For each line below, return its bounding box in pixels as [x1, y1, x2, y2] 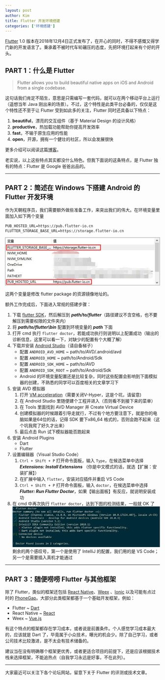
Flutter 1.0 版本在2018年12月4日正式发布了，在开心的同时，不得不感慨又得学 [5, 38, 160, 44]
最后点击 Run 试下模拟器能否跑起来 [19, 429, 91, 435]
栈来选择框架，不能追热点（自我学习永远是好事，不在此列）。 [5, 654, 128, 660]
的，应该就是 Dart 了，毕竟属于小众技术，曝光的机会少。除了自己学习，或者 [5, 632, 158, 638]
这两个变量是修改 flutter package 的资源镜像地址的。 [5, 291, 111, 297]
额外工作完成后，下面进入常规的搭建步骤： [5, 302, 91, 308]
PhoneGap [14, 595, 36, 601]
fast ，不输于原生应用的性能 [12, 130, 68, 136]
